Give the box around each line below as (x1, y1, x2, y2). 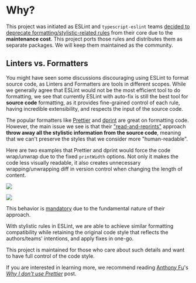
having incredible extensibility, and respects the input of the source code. (6, 105, 183, 112)
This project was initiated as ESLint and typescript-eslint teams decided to (6, 23, 190, 30)
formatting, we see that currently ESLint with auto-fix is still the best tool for (6, 93, 188, 100)
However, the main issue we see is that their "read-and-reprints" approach (6, 122, 186, 129)
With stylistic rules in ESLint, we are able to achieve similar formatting (6, 222, 174, 229)
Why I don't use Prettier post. (6, 270, 77, 277)
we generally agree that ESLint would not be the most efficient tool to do (6, 86, 180, 94)
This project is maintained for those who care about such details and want (6, 246, 185, 253)
